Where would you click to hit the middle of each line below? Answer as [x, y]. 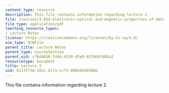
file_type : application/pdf [35, 24]
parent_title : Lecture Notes [36, 47]
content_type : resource [30, 10]
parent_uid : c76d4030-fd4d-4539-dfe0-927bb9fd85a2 [59, 57]
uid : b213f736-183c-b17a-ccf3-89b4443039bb [52, 71]
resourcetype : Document [30, 61]
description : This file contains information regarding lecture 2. [77, 15]
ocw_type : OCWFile [24, 43]
